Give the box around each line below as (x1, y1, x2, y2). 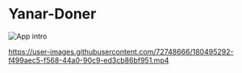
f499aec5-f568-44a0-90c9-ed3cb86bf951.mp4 (8, 55, 169, 65)
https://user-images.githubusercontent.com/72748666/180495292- (8, 47, 234, 56)
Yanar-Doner (8, 5, 97, 23)
